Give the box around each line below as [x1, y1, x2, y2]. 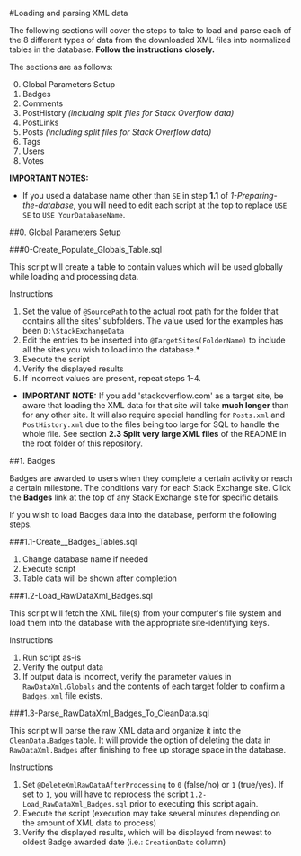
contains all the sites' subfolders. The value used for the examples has [22, 316, 284, 326]
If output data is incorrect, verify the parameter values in [22, 672, 232, 682]
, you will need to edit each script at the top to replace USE [73, 200, 288, 210]
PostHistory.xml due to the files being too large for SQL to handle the [22, 419, 280, 430]
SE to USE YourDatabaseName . [22, 210, 126, 219]
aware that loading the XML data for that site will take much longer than [22, 400, 289, 410]
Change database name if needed [22, 554, 149, 565]
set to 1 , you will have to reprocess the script [22, 789, 189, 799]
